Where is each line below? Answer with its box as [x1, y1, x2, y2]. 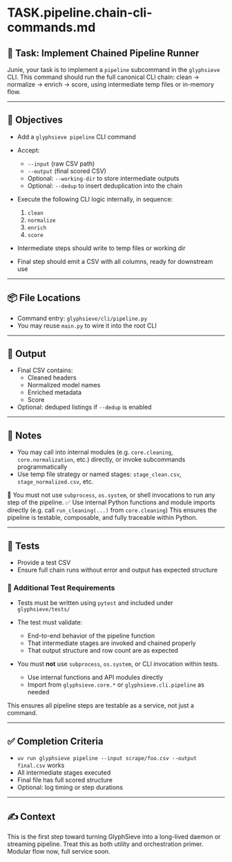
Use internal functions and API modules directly [27, 674, 164, 682]
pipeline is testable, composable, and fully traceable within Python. [7, 513, 198, 522]
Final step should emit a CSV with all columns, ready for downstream [17, 257, 213, 265]
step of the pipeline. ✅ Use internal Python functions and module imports [7, 498, 215, 507]
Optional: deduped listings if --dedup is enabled [17, 403, 152, 412]
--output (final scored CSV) [27, 166, 107, 175]
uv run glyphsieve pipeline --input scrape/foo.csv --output [17, 755, 197, 762]
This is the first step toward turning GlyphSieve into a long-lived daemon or [7, 832, 221, 841]
